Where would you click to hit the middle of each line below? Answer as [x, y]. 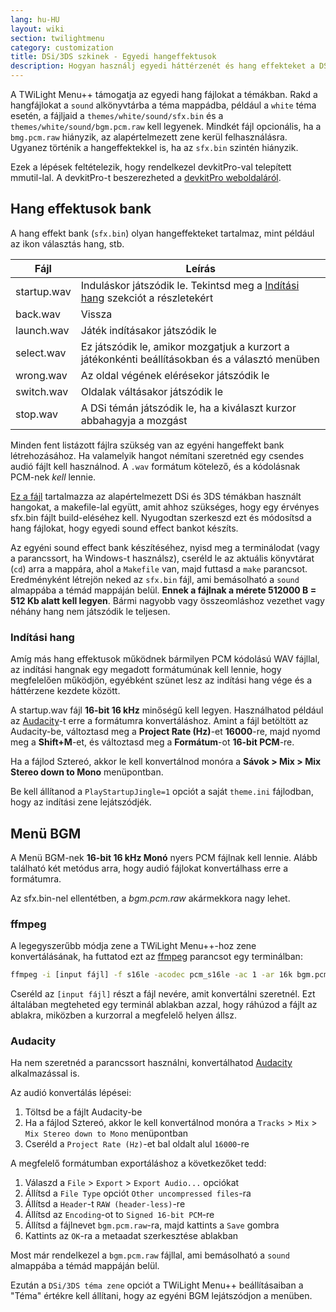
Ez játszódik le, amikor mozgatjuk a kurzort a [185, 346]
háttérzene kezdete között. [65, 691]
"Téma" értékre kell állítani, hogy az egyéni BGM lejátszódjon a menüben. [161, 1296]
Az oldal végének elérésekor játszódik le [175, 375]
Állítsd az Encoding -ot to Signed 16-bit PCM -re [119, 1215]
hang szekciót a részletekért [147, 298]
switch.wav [42, 391]
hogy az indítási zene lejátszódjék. [81, 802]
